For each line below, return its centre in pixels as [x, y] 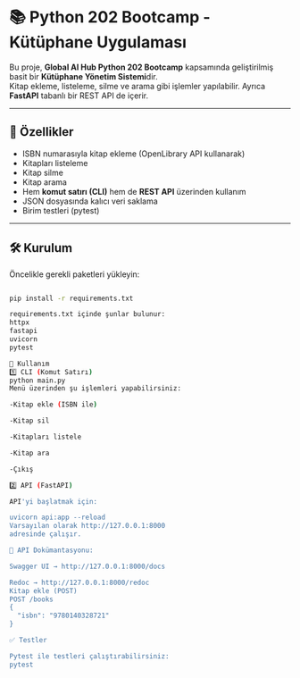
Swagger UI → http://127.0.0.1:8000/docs [87, 566]
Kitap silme [43, 172]
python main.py [37, 381]
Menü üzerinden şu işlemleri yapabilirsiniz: [95, 389]
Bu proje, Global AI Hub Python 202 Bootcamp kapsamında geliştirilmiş [142, 67]
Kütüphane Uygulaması [98, 42]
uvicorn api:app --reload [57, 518]
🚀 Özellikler [42, 132]
